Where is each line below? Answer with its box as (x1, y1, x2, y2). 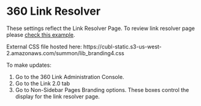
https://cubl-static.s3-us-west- (83, 43, 162, 50)
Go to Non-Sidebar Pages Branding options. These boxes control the (15, 86, 189, 93)
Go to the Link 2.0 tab (15, 80, 70, 87)
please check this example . (6, 31, 75, 38)
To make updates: (6, 61, 52, 69)
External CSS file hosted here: (6, 43, 82, 50)
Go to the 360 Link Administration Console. (15, 73, 124, 80)
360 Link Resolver (6, 4, 101, 18)
